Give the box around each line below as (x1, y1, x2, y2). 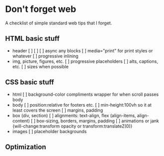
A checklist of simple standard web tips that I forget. (5, 20, 112, 26)
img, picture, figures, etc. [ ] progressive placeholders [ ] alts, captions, (12, 58, 158, 64)
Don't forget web (5, 3, 77, 15)
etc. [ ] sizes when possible (12, 63, 69, 69)
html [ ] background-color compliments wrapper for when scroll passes (12, 91, 159, 97)
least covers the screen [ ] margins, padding (12, 107, 103, 113)
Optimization (5, 143, 46, 151)
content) (12, 118, 30, 124)
